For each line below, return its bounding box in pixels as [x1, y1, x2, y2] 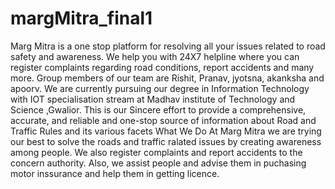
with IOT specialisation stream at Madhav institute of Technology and [10, 93, 296, 105]
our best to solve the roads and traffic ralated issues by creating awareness [10, 135, 322, 147]
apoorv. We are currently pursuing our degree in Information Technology [10, 82, 310, 94]
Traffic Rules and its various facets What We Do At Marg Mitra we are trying [10, 125, 322, 137]
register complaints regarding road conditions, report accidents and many [10, 61, 315, 73]
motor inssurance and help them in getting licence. [10, 167, 220, 179]
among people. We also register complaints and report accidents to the [10, 146, 303, 158]
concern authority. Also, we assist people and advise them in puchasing [10, 157, 307, 169]
